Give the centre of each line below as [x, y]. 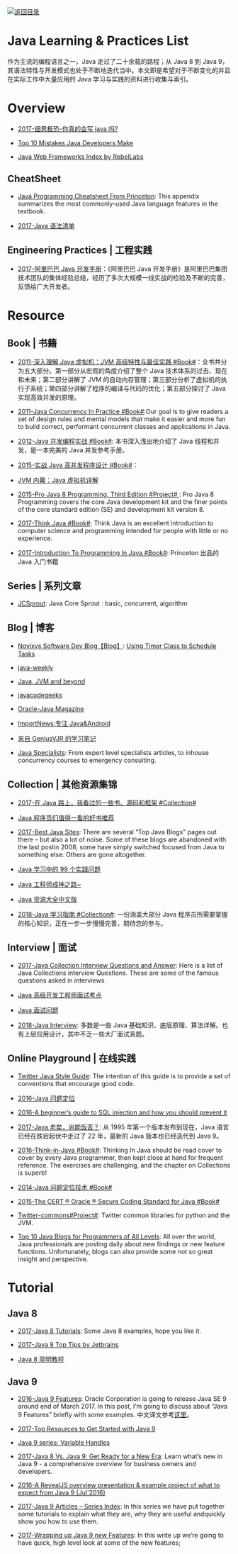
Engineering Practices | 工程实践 [80, 251]
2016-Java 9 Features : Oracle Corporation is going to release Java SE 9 [122, 1399]
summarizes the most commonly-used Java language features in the [118, 203]
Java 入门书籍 [38, 561]
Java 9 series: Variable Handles [64, 1443]
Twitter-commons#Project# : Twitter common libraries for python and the [124, 1215]
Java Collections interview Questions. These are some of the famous [118, 973]
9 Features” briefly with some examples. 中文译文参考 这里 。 [105, 1415]
